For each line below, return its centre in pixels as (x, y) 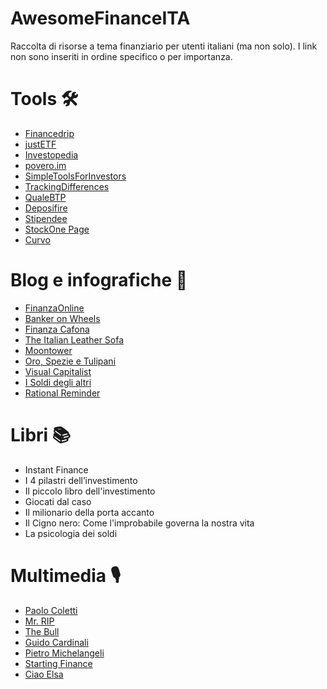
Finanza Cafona (57, 329)
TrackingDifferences (67, 186)
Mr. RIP (39, 621)
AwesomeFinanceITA (100, 18)
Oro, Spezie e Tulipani (70, 361)
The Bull (42, 631)
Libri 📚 (41, 435)
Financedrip (49, 133)
